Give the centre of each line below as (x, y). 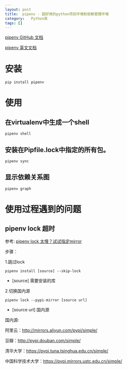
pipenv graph (18, 189)
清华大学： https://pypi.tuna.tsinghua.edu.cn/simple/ (57, 351)
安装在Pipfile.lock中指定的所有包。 (57, 150)
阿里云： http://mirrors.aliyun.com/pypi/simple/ (51, 330)
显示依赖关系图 (27, 177)
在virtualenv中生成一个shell (47, 122)
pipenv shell (18, 134)
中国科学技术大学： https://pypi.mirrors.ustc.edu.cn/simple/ (63, 361)
